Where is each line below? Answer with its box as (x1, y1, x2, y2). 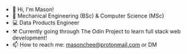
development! (12, 34, 47, 41)
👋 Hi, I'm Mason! (12, 6, 54, 13)
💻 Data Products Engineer (12, 19, 80, 26)
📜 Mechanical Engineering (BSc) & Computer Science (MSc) (12, 12, 164, 19)
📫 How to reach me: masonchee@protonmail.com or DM (12, 41, 158, 48)
